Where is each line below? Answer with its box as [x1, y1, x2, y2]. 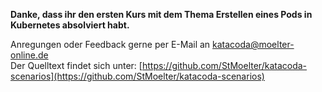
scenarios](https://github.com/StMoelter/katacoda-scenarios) [10, 70, 265, 82]
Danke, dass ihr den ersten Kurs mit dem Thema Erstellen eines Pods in [10, 9, 313, 20]
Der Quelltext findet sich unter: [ [10, 60, 143, 71]
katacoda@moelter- [212, 39, 295, 50]
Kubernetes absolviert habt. [10, 19, 130, 31]
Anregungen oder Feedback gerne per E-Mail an [10, 39, 211, 50]
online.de [10, 49, 49, 61]
